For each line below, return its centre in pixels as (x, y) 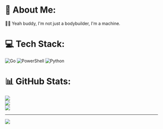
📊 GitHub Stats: (38, 82)
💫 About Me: (31, 10)
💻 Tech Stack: (35, 44)
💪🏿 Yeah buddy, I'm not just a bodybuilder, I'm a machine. (63, 23)
